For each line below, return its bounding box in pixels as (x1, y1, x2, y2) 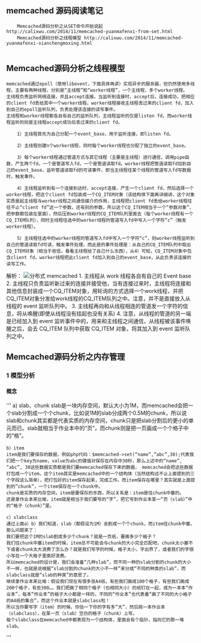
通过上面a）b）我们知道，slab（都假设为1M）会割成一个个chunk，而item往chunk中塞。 (6, 521, 195, 527)
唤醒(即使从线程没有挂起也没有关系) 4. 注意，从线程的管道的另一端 (26, 310, 191, 317)
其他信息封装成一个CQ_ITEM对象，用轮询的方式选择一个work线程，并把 (6, 287, 184, 294)
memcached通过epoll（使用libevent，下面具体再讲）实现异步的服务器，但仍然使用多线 (6, 81, 195, 87)
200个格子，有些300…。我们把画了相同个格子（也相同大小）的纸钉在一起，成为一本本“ (6, 585, 189, 591)
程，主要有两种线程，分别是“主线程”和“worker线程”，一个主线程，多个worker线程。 (6, 87, 188, 93)
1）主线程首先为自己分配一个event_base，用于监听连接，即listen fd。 (17, 131, 174, 137)
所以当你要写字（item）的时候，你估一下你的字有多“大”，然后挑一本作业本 (6, 604, 166, 610)
